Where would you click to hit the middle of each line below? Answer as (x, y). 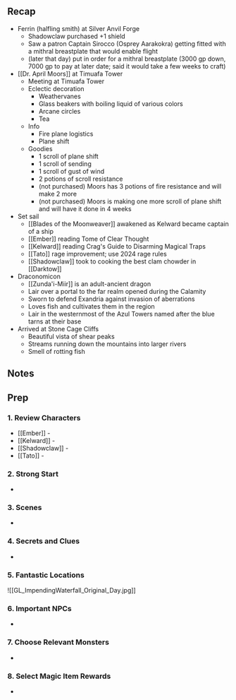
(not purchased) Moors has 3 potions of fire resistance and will (130, 186)
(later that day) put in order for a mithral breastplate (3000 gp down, (127, 59)
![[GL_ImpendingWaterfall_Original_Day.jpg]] (72, 591)
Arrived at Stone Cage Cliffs (58, 328)
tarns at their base (55, 321)
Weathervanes (60, 96)
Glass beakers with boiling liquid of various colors (111, 103)
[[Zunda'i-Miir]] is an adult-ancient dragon (89, 284)
